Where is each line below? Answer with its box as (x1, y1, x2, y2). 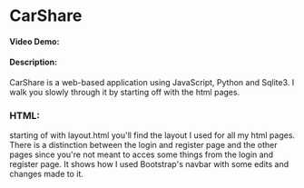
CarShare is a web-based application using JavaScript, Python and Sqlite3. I (9, 76, 295, 87)
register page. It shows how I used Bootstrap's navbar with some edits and (9, 159, 289, 170)
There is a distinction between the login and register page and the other (9, 140, 279, 151)
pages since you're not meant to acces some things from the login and (9, 149, 274, 160)
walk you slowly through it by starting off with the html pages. (9, 86, 240, 97)
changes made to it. (9, 169, 84, 180)
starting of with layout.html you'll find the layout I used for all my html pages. (9, 130, 296, 141)
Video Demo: (9, 35, 60, 46)
